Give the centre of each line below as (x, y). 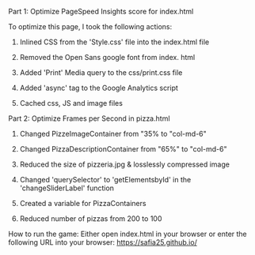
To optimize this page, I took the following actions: (90, 26)
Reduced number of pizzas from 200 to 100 (91, 219)
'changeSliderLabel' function (67, 188)
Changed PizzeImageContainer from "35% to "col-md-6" (113, 134)
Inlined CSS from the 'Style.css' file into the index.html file (114, 42)
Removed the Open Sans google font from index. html (107, 57)
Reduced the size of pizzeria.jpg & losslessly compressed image (124, 164)
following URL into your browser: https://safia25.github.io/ (103, 242)
